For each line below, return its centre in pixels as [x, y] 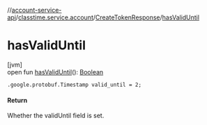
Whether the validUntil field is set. [56, 116]
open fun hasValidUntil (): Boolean [55, 72]
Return [17, 100]
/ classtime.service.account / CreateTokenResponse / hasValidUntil [108, 17]
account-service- [37, 10]
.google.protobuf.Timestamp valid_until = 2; [74, 85]
